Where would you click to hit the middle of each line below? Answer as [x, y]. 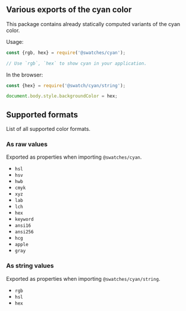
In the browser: [25, 75]
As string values [30, 266]
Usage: [15, 41]
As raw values [27, 145]
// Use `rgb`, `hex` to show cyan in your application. [76, 63]
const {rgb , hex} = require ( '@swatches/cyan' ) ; [66, 53]
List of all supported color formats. [48, 129]
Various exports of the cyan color [69, 10]
